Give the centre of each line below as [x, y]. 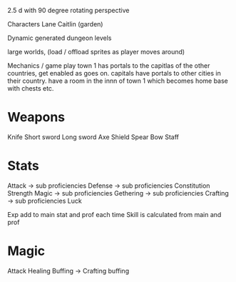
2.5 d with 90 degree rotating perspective [68, 10]
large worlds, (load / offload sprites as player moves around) [96, 52]
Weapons [36, 117]
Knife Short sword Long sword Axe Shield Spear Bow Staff [93, 137]
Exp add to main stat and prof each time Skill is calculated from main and [114, 214]
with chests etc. [31, 88]
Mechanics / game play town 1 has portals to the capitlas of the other [109, 66]
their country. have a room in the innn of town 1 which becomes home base [118, 81]
